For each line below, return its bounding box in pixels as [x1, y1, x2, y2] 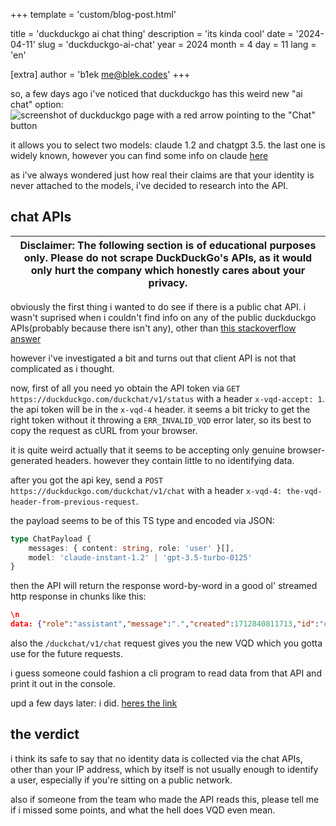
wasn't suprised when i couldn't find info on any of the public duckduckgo [10, 311, 317, 323]
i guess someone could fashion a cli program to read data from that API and [10, 667, 322, 679]
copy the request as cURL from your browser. [10, 424, 198, 436]
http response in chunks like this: [10, 590, 147, 603]
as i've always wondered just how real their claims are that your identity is [10, 169, 315, 181]
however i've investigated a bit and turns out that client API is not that [10, 352, 297, 364]
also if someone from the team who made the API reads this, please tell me [10, 793, 320, 805]
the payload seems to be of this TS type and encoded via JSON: [10, 514, 275, 526]
